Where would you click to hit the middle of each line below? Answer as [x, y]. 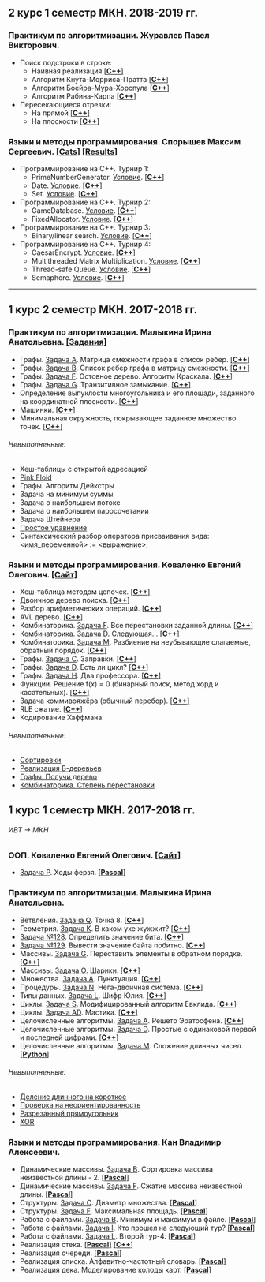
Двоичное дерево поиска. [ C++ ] [75, 600]
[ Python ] [34, 1054]
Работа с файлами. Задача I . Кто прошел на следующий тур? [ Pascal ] [137, 1228]
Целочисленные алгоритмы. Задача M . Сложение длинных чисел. [131, 1045]
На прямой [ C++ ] [61, 113]
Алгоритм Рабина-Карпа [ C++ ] [84, 96]
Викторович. [34, 45]
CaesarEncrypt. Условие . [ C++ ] [83, 252]
